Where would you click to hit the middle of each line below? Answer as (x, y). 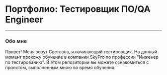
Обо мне (16, 41)
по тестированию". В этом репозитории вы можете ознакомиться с (77, 62)
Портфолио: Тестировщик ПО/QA (78, 9)
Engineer (24, 19)
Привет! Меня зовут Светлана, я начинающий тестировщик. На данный (81, 52)
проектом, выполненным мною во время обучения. (60, 68)
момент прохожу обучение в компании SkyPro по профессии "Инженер (82, 57)
